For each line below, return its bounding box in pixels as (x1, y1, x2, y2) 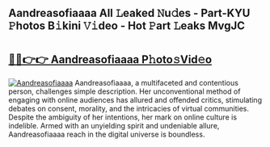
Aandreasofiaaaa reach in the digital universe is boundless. (8, 129, 205, 139)
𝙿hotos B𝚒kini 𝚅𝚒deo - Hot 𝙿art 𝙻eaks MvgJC (8, 19, 245, 33)
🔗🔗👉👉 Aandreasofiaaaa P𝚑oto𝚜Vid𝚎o (8, 52, 213, 66)
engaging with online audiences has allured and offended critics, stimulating (8, 95, 263, 104)
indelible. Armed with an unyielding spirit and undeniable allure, (8, 121, 220, 130)
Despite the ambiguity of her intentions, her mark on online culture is (8, 112, 237, 122)
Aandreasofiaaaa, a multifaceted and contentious (74, 78, 238, 87)
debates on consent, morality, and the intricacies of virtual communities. (8, 104, 249, 113)
